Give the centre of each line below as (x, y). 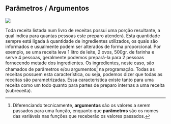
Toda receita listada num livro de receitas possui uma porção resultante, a (83, 30)
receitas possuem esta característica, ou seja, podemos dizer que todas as (84, 75)
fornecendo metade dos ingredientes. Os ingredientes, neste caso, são (80, 63)
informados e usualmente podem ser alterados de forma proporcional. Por (83, 46)
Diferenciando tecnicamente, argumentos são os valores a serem (82, 105)
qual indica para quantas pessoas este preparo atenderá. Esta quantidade (83, 36)
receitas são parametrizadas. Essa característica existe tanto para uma (80, 80)
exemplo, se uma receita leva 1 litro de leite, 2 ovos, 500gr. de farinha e (80, 52)
